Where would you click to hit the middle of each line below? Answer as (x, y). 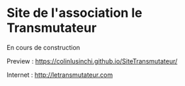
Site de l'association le (74, 13)
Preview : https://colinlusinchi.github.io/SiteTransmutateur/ (92, 61)
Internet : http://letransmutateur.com (60, 75)
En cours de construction (44, 47)
